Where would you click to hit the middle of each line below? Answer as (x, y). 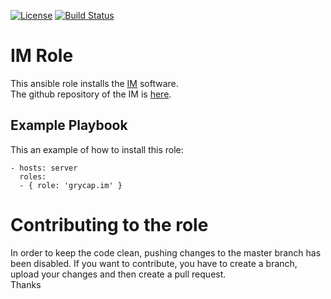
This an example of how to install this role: (97, 149)
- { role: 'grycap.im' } (71, 185)
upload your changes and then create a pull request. (118, 274)
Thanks (26, 284)
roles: (33, 176)
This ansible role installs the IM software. (94, 83)
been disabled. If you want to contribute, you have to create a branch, (154, 263)
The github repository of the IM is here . (91, 94)
